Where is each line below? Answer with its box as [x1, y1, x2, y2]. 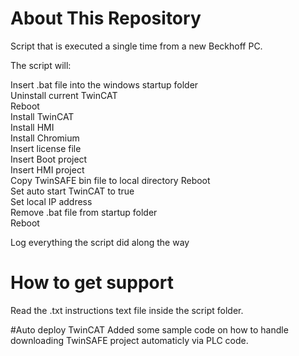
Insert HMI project [10, 163, 85, 176]
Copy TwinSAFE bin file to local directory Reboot [10, 174, 211, 186]
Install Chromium [10, 132, 80, 144]
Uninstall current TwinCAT [10, 89, 118, 101]
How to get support [10, 272, 174, 294]
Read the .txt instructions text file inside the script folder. [10, 304, 244, 316]
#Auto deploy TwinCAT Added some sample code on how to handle [10, 323, 289, 336]
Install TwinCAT [10, 110, 75, 122]
